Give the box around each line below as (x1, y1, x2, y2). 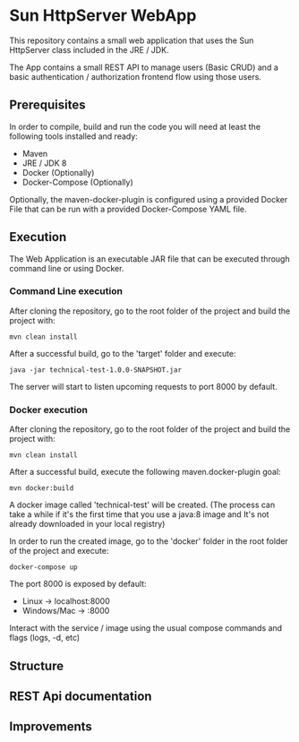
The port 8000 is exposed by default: (9, 579, 147, 590)
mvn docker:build (9, 484, 74, 493)
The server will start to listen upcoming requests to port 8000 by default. (9, 381, 278, 392)
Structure (9, 658, 64, 673)
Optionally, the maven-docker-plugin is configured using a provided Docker (9, 194, 288, 204)
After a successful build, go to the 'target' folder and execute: (9, 348, 236, 358)
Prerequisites (9, 98, 86, 113)
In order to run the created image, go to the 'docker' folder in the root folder (9, 536, 288, 547)
